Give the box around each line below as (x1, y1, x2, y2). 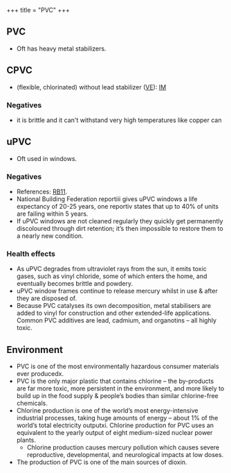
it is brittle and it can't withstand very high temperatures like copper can (16, 116, 222, 124)
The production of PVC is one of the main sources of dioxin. (16, 458, 187, 467)
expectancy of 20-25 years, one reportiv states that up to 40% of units (16, 203, 219, 211)
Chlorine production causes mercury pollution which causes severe (26, 443, 219, 452)
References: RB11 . (16, 187, 68, 196)
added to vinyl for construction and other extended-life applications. (16, 309, 212, 318)
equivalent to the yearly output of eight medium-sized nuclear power (16, 429, 213, 437)
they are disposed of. (16, 294, 77, 302)
